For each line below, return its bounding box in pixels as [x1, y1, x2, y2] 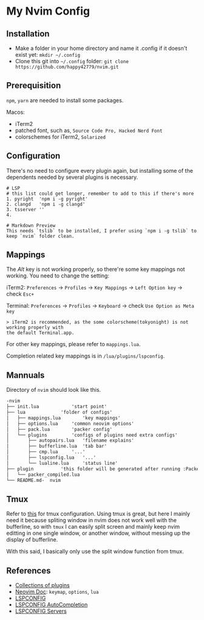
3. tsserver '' [6, 206, 45, 212]
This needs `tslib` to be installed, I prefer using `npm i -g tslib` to [6, 228, 197, 234]
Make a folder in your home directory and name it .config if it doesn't [15, 44, 188, 52]
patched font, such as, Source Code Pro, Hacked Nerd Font [15, 127, 163, 134]
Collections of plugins [15, 582, 70, 588]
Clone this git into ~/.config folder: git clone [15, 58, 129, 64]
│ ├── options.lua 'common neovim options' [6, 420, 135, 427]
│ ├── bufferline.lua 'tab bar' [6, 443, 107, 450]
